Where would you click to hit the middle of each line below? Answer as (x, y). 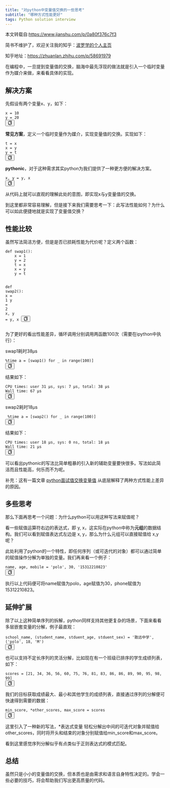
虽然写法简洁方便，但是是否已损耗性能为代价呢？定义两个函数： (72, 242)
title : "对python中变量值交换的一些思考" (45, 10)
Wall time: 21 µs (24, 447)
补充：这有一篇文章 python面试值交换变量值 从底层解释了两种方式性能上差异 (85, 480)
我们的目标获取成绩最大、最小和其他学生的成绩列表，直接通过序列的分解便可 (85, 694)
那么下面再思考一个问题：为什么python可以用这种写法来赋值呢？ (72, 517)
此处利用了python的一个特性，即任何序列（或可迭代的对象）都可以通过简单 (83, 551)
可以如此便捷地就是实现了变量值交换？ (45, 211)
